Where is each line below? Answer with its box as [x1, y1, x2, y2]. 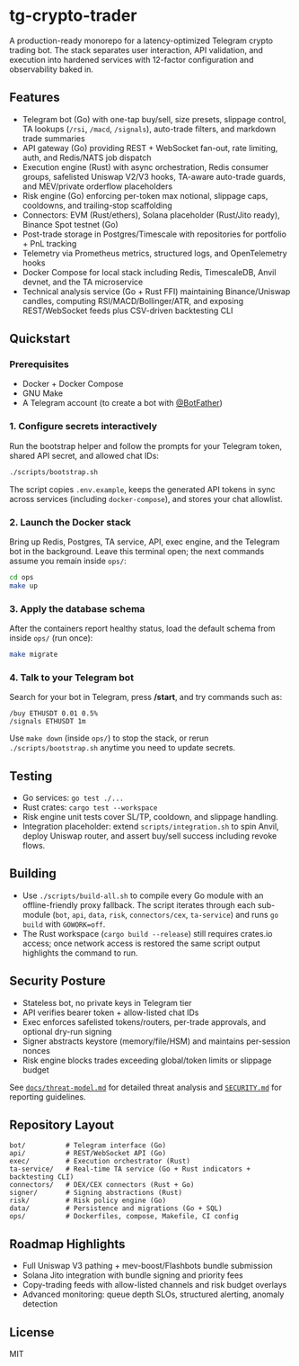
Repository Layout [9, 1117, 115, 1132]
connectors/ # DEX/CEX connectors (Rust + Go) [9, 1181, 195, 1190]
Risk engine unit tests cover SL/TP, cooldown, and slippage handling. [22, 811, 278, 822]
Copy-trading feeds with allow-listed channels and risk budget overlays [22, 1280, 287, 1290]
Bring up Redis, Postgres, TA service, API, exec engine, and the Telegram [9, 536, 280, 547]
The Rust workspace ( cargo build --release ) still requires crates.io [22, 928, 273, 939]
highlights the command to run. [22, 947, 138, 958]
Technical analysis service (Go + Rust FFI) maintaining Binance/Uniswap [22, 285, 291, 297]
